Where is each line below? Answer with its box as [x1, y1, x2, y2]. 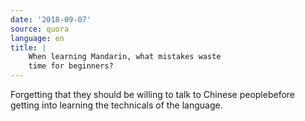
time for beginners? [28, 61, 114, 71]
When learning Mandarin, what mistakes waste [28, 52, 222, 62]
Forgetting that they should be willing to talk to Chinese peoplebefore [10, 89, 295, 100]
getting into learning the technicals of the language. [10, 99, 223, 111]
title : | [10, 42, 47, 53]
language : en [10, 33, 65, 43]
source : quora [10, 24, 70, 34]
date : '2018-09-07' [10, 14, 92, 25]
